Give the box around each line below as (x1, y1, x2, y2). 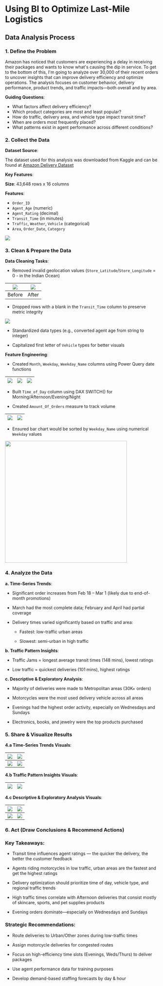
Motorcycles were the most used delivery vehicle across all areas (12, 695, 144, 700)
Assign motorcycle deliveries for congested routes (12, 942, 113, 947)
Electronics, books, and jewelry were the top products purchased (12, 719, 143, 725)
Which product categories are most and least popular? (12, 109, 122, 115)
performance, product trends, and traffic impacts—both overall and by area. (5, 84, 157, 91)
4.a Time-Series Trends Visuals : (5, 742, 72, 748)
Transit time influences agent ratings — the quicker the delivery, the (12, 851, 148, 856)
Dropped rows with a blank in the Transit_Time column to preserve (12, 304, 146, 310)
